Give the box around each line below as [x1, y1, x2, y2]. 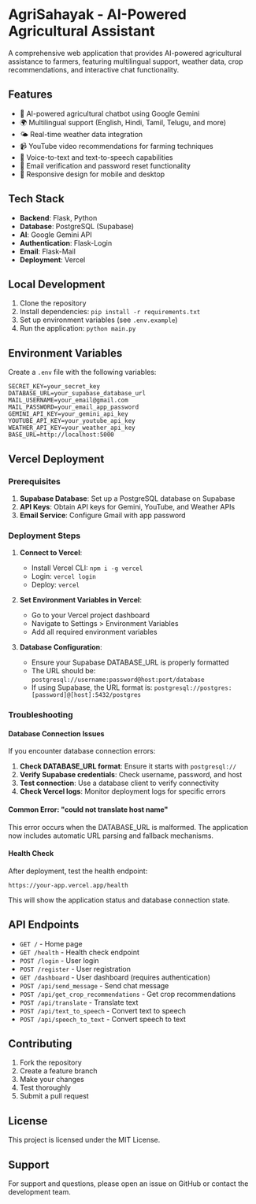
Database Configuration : [19, 643, 102, 652]
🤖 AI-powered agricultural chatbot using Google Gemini [19, 109, 200, 118]
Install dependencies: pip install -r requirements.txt [19, 307, 201, 317]
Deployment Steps [8, 530, 81, 541]
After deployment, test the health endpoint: [8, 866, 148, 876]
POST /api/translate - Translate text [19, 998, 139, 1007]
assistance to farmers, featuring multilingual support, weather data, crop [8, 57, 243, 66]
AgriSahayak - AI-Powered [8, 6, 187, 24]
